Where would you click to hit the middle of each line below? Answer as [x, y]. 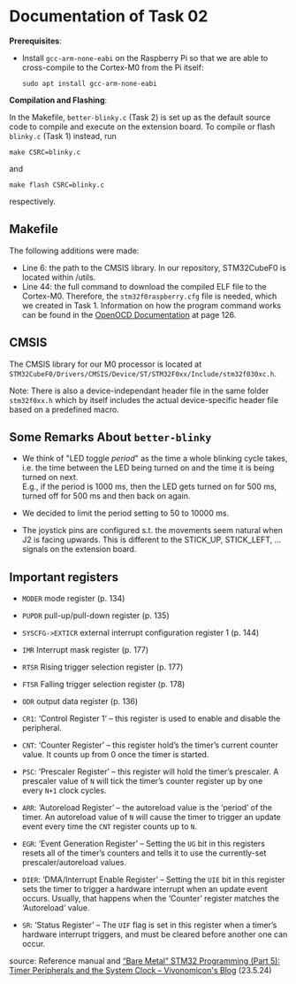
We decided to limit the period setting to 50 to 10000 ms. [125, 513]
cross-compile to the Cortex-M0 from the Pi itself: [113, 67]
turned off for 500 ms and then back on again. [106, 496]
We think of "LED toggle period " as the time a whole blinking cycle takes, [155, 459]
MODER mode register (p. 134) [73, 599]
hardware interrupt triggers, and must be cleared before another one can [155, 934]
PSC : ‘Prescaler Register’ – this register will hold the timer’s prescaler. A [150, 771]
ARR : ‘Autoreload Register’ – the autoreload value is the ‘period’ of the [147, 808]
